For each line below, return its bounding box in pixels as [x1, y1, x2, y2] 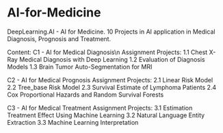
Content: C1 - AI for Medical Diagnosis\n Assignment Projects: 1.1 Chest [7, 48, 208, 56]
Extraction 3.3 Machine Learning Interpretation [7, 118, 139, 126]
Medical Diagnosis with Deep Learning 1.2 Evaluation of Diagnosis [19, 55, 205, 63]
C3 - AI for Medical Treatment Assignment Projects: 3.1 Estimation [7, 104, 193, 112]
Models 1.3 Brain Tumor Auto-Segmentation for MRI [7, 62, 153, 71]
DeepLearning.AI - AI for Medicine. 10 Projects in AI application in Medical [7, 27, 215, 36]
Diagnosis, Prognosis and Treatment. [7, 34, 112, 43]
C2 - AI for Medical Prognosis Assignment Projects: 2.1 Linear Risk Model [7, 75, 213, 84]
